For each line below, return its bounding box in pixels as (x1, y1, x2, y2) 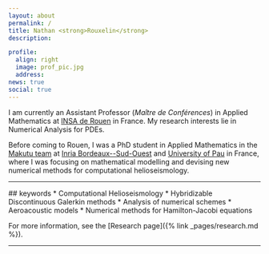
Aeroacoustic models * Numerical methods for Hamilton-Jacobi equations (8, 205, 253, 215)
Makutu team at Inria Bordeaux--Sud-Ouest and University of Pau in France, (8, 149, 260, 158)
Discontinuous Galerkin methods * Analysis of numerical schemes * (8, 196, 232, 206)
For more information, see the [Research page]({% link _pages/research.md (8, 220, 259, 230)
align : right (15, 56, 59, 64)
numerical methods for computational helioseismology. (8, 165, 190, 175)
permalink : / (8, 19, 52, 27)
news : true (8, 77, 45, 86)
